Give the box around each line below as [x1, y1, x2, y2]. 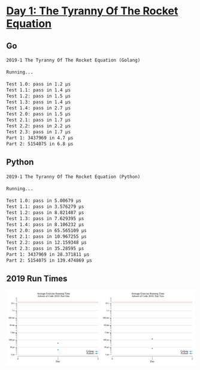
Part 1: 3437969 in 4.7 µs [6, 135, 74, 141]
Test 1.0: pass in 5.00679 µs [6, 197, 82, 204]
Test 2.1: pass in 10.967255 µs [6, 233, 87, 240]
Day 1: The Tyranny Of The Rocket [6, 4, 178, 18]
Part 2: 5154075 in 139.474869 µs [6, 257, 93, 264]
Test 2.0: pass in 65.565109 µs [6, 227, 87, 234]
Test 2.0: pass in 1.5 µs [6, 111, 71, 117]
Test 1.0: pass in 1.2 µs [6, 81, 71, 87]
